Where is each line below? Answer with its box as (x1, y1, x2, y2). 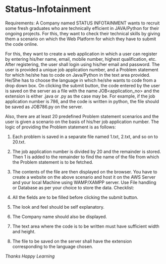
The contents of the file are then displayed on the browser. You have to (12, 168, 158, 175)
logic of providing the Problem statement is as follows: (5, 124, 116, 130)
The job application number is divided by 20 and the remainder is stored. (12, 148, 161, 154)
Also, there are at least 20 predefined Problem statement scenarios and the (5, 113, 159, 119)
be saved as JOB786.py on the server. (5, 104, 83, 110)
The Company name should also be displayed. (12, 213, 108, 220)
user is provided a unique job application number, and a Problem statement (5, 66, 159, 73)
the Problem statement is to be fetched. (12, 159, 93, 165)
